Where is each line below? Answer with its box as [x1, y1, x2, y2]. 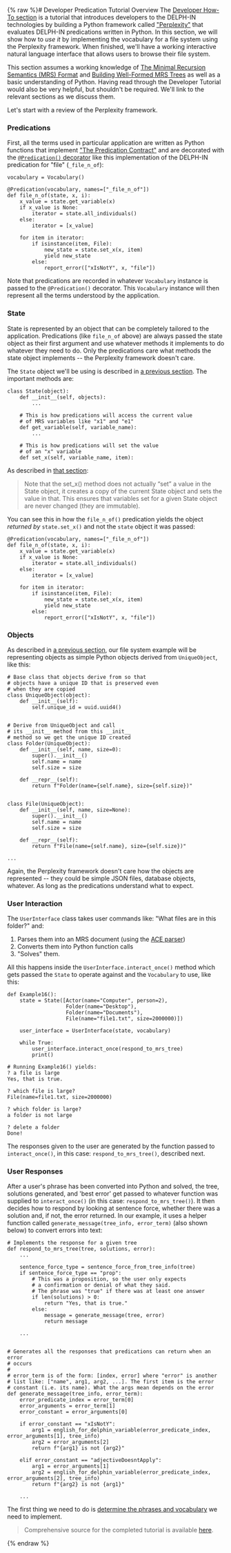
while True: [19, 1040, 54, 1047]
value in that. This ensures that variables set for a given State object [23, 494, 218, 502]
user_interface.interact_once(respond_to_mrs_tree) [32, 1045, 184, 1053]
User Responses [7, 1167, 63, 1176]
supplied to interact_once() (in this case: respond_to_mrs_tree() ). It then [7, 1197, 215, 1205]
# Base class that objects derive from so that [7, 673, 147, 680]
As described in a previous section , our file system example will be [7, 645, 197, 654]
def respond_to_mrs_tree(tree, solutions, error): [7, 1245, 156, 1253]
